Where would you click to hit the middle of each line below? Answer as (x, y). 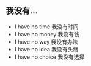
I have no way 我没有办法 (46, 42)
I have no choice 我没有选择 (49, 57)
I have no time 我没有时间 (46, 27)
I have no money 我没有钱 (47, 34)
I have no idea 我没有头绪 (46, 49)
